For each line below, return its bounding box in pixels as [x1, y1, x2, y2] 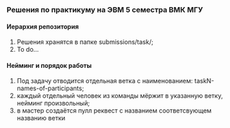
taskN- [194, 77, 215, 85]
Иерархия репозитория [6, 22, 79, 31]
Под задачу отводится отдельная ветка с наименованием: [16, 77, 194, 85]
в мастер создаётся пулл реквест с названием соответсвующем [16, 106, 212, 115]
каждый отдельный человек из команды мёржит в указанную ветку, [16, 92, 224, 100]
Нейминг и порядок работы [6, 61, 92, 69]
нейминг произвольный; [16, 99, 90, 108]
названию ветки [16, 114, 66, 122]
